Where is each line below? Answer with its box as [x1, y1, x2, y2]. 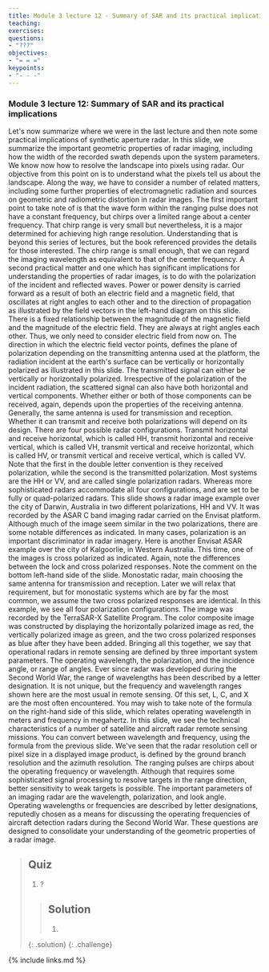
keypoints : [8, 64, 45, 72]
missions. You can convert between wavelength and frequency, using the [8, 732, 251, 741]
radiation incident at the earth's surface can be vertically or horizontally [8, 357, 244, 366]
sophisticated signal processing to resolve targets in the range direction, [8, 774, 247, 784]
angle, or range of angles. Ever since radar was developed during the [8, 664, 237, 673]
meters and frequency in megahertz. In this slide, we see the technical [8, 715, 240, 725]
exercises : [8, 27, 45, 35]
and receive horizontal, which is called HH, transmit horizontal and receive [8, 433, 254, 443]
